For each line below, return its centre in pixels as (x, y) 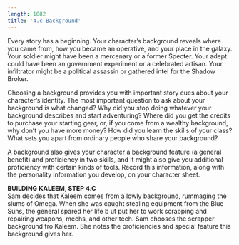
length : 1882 (27, 14)
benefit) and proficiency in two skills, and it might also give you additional (115, 159)
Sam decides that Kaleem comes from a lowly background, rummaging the (117, 196)
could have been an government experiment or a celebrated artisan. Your (115, 63)
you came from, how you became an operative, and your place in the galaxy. (120, 48)
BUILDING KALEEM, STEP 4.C (52, 188)
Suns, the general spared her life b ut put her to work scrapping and (107, 211)
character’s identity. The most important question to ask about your (106, 100)
